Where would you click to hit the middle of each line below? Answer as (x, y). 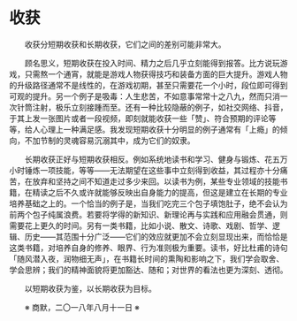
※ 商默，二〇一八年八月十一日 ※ (82, 307)
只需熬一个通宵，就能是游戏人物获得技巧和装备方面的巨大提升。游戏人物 (156, 74)
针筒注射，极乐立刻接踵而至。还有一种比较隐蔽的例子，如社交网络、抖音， (152, 107)
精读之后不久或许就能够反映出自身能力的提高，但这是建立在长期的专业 (160, 192)
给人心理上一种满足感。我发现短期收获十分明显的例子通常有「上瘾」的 (152, 129)
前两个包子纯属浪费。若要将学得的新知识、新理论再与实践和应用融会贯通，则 (148, 214)
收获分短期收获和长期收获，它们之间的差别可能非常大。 (126, 44)
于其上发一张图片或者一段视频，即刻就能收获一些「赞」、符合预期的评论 (139, 118)
